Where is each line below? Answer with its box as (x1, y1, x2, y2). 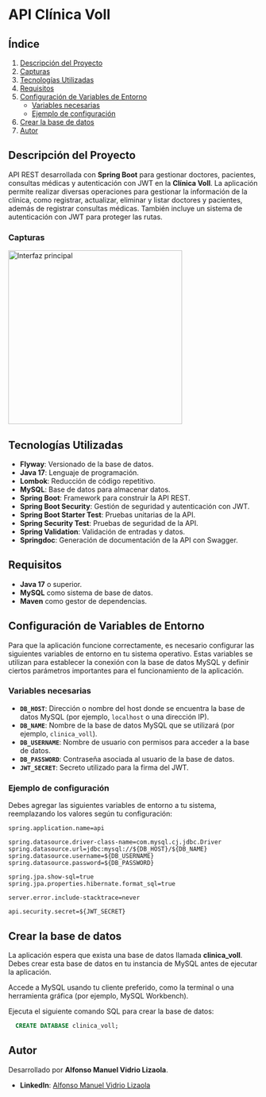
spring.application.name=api (8, 825, 105, 832)
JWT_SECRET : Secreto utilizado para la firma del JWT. (19, 763, 189, 772)
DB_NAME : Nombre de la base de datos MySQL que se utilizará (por (19, 720, 235, 730)
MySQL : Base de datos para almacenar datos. (19, 485, 171, 494)
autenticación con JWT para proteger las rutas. (8, 212, 163, 222)
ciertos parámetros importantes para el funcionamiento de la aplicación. (8, 666, 245, 675)
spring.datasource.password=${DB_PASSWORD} (8, 859, 155, 867)
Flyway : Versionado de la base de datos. (19, 459, 154, 469)
